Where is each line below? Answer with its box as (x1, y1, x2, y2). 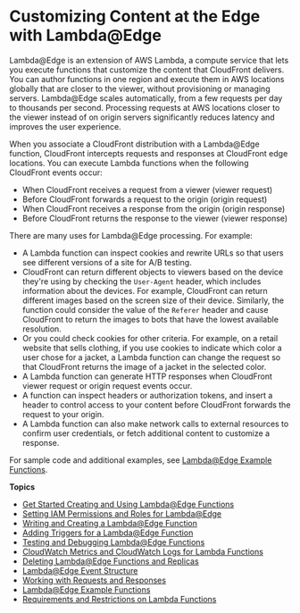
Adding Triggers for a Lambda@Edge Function (21, 527, 194, 538)
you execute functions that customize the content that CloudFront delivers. (9, 64, 285, 75)
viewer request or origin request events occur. (21, 380, 193, 390)
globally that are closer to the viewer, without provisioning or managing (9, 83, 271, 94)
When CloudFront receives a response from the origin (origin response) (21, 203, 286, 214)
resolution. (21, 323, 62, 334)
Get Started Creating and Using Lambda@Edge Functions (21, 499, 235, 509)
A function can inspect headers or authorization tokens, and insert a (21, 390, 273, 400)
